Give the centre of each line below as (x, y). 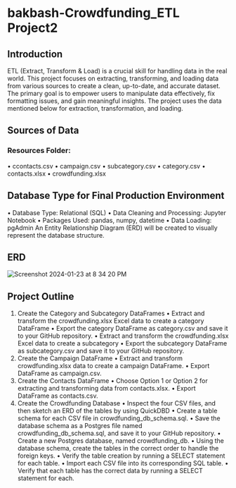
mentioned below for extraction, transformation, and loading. (96, 108)
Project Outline (41, 297)
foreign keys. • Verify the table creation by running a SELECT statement (121, 456)
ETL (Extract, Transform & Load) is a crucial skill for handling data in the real (117, 71)
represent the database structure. (56, 235)
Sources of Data (43, 131)
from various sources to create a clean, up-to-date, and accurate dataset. (114, 86)
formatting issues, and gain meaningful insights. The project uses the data (115, 101)
